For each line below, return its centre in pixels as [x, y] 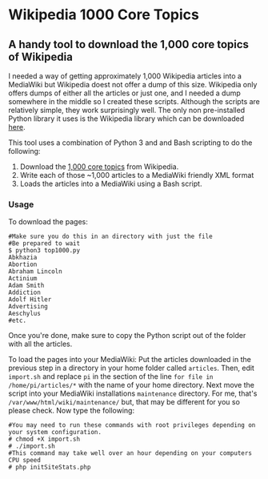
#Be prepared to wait [44, 244]
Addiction [25, 293]
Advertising [28, 307]
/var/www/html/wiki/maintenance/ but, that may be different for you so [124, 402]
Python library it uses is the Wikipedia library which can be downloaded [126, 119]
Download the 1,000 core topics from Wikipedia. [99, 167]
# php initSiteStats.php [50, 467]
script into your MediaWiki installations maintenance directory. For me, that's [133, 393]
